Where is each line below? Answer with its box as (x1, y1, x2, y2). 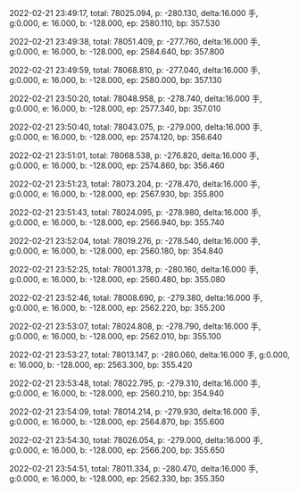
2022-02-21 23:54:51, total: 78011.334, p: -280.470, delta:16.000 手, (9, 464, 259, 473)
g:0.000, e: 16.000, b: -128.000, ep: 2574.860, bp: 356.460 (9, 160, 225, 171)
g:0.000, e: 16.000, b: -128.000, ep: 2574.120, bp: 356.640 (9, 132, 223, 142)
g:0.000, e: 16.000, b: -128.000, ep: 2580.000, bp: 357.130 (9, 75, 222, 85)
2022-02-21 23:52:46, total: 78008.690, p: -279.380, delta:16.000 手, (9, 293, 263, 303)
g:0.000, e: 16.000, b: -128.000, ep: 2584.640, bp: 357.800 (9, 46, 225, 56)
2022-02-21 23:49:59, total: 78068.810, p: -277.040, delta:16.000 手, (9, 65, 261, 75)
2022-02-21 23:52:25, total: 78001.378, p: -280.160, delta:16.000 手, (9, 264, 259, 274)
